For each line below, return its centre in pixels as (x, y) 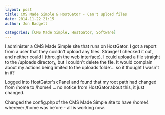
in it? (10, 73)
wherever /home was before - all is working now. (55, 108)
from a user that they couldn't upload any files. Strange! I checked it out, (79, 52)
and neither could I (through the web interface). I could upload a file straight (82, 57)
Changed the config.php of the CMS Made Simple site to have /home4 (77, 102)
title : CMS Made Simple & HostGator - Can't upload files (66, 14)
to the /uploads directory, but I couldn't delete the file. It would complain (79, 62)
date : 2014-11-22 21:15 (30, 19)
